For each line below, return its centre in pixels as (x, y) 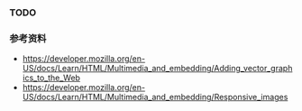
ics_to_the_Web (51, 78)
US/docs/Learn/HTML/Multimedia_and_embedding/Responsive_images (155, 97)
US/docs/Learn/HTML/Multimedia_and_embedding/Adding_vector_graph (157, 69)
